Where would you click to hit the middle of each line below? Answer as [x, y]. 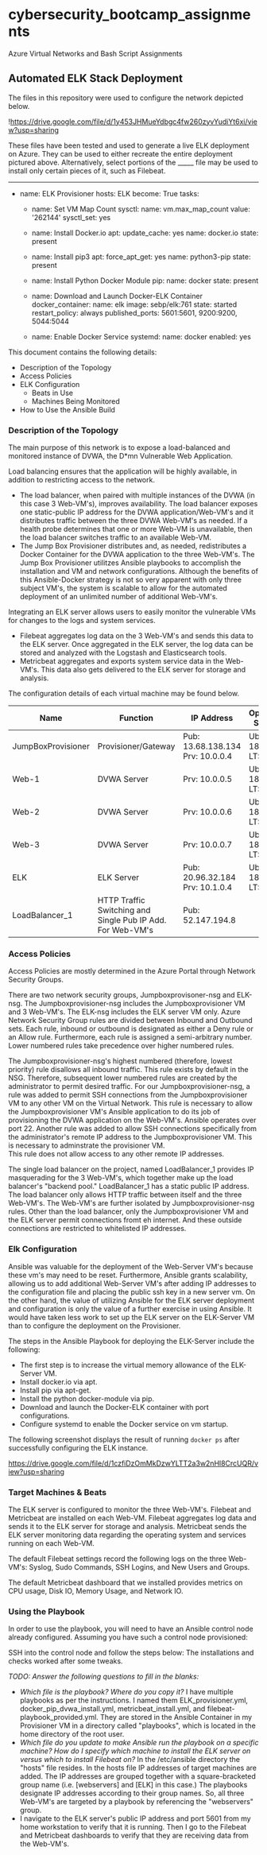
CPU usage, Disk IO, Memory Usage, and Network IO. [96, 1590]
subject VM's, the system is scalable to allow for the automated [124, 588]
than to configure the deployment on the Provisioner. [95, 1326]
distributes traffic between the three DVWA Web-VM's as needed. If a [133, 521]
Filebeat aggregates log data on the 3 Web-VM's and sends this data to [137, 636]
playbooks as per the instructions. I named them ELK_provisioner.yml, [134, 1700]
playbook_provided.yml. [59, 1718]
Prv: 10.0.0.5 [207, 779]
